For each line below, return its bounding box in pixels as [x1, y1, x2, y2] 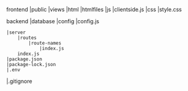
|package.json [6, 56, 43, 62]
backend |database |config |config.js [6, 18, 100, 24]
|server [6, 29, 26, 35]
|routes [17, 35, 37, 41]
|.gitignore [6, 78, 32, 85]
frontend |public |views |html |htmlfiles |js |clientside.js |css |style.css [6, 6, 182, 13]
